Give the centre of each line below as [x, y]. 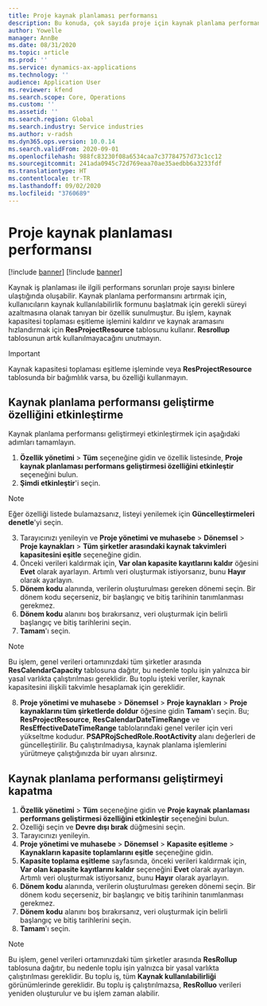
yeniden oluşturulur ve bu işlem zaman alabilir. [84, 993]
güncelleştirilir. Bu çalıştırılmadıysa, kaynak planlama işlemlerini [123, 745]
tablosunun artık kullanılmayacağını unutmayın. [85, 338]
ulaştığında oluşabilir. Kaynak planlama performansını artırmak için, [118, 296]
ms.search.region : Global [51, 119]
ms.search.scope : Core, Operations [67, 97]
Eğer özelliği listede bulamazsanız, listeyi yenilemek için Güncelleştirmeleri [132, 514]
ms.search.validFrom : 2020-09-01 [64, 149]
